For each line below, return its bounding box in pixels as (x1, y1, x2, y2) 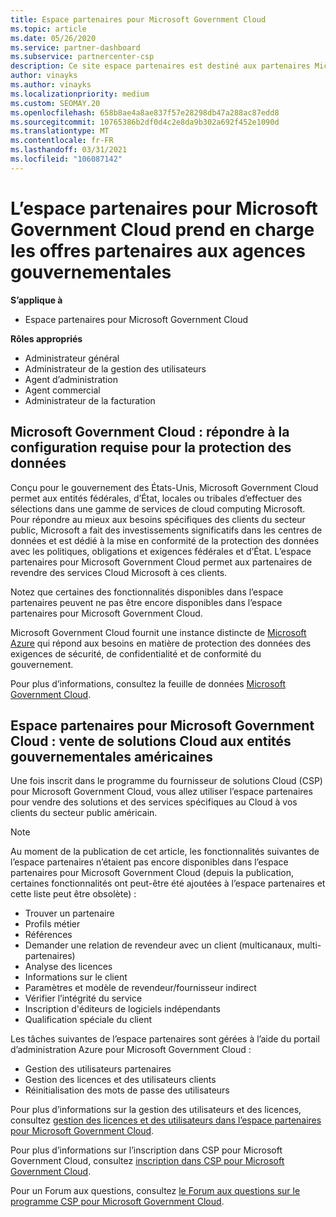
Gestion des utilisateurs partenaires (24, 1063, 172, 1075)
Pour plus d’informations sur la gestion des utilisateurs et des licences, (10, 1104, 302, 1116)
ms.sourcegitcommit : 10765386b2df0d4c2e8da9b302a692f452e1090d (10, 117, 280, 127)
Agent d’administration (24, 373, 118, 385)
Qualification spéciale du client (24, 1014, 153, 1026)
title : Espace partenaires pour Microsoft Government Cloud (10, 14, 267, 25)
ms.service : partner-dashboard (10, 42, 141, 53)
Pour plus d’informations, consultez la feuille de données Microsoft (10, 677, 287, 690)
